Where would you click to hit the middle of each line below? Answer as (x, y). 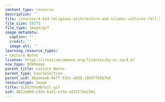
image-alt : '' (24, 46)
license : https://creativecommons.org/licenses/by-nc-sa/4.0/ (70, 60)
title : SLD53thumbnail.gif (33, 87)
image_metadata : (22, 32)
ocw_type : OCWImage (25, 64)
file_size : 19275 (23, 23)
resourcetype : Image (26, 82)
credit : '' (21, 42)
